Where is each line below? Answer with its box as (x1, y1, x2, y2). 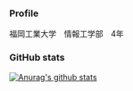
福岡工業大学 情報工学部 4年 (9, 29, 125, 39)
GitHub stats (9, 52, 65, 64)
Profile (9, 7, 39, 20)
